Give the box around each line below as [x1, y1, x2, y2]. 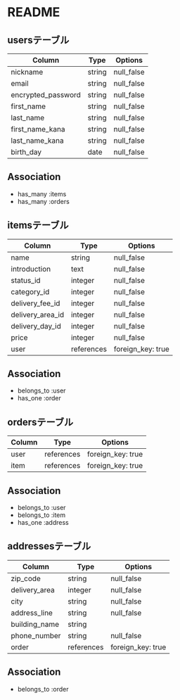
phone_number [11, 630, 61, 640]
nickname [11, 68, 44, 77]
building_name [11, 619, 60, 629]
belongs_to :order [17, 685, 69, 693]
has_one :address [17, 518, 69, 527]
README [7, 4, 60, 20]
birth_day [11, 147, 42, 157]
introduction [11, 264, 51, 274]
